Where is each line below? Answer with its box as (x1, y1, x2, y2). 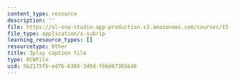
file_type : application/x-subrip (7, 30, 106, 37)
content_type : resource (7, 10, 78, 18)
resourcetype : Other (7, 43, 68, 50)
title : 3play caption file (7, 50, 87, 57)
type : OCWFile (7, 56, 49, 63)
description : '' (7, 17, 55, 24)
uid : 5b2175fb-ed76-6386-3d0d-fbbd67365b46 (7, 63, 138, 70)
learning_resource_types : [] (7, 37, 93, 44)
